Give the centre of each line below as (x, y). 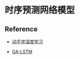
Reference (21, 29)
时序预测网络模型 (40, 10)
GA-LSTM (22, 51)
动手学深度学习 (27, 41)
